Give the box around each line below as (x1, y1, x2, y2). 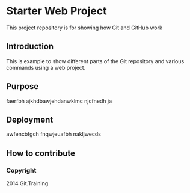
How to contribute (6, 148, 76, 158)
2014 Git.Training (6, 180, 49, 187)
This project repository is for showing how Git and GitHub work (6, 24, 162, 31)
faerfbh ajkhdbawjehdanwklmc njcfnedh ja (6, 97, 112, 105)
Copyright (6, 166, 37, 174)
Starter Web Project (6, 4, 107, 18)
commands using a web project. (6, 64, 86, 71)
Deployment (6, 114, 54, 124)
